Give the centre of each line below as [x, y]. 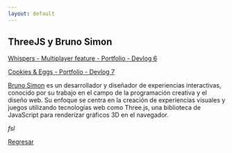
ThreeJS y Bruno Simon [60, 42]
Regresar [21, 142]
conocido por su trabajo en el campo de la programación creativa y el [107, 93]
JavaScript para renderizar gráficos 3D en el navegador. [88, 115]
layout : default [31, 14]
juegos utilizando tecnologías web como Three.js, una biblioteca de [104, 108]
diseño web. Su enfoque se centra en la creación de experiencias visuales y [117, 100]
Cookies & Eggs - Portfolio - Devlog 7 [61, 72]
